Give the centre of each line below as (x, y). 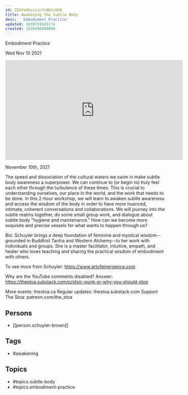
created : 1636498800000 (30, 29)
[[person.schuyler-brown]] (40, 325)
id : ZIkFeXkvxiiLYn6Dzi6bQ (34, 10)
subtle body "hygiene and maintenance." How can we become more (77, 220)
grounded (15, 241)
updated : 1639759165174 (30, 24)
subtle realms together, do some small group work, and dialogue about (79, 215)
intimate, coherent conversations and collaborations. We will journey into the (85, 209)
